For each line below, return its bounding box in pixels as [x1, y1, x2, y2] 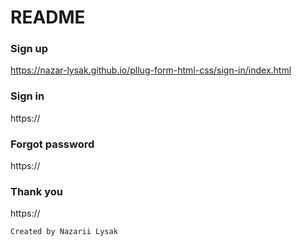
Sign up [10, 42, 49, 56]
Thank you [10, 185, 63, 198]
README [10, 6, 86, 29]
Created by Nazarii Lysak [10, 227, 118, 237]
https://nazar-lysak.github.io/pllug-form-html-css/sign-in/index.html [10, 64, 292, 76]
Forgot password [10, 137, 95, 151]
